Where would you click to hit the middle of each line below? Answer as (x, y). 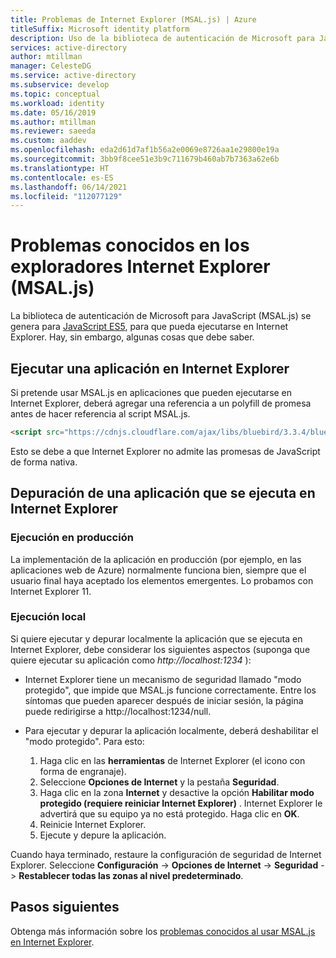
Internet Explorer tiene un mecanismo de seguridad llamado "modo (163, 679)
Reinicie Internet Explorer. (93, 824)
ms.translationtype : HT (60, 168)
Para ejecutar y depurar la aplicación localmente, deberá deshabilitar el (171, 730)
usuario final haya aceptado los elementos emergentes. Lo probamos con (162, 580)
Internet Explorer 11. (51, 591)
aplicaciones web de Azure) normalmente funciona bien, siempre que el (158, 570)
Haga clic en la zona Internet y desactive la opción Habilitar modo (177, 792)
